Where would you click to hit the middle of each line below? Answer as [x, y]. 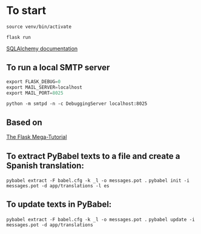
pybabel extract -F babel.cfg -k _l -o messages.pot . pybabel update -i [100, 219]
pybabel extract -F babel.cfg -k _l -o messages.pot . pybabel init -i [98, 181]
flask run [19, 37]
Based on [24, 122]
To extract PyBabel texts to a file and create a [93, 156]
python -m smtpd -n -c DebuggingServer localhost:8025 [77, 104]
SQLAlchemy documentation [42, 48]
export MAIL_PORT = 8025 [35, 93]
